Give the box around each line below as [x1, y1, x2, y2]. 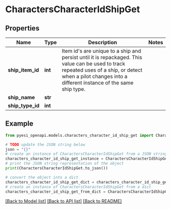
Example [5, 120, 34, 128]
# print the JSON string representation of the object [5, 161, 124, 166]
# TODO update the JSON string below [5, 142, 85, 147]
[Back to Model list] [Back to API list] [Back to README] [5, 198, 122, 204]
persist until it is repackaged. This [62, 54, 142, 61]
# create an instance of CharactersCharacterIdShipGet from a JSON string [5, 152, 167, 157]
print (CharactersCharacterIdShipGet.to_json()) [5, 166, 108, 171]
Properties [5, 24, 40, 33]
